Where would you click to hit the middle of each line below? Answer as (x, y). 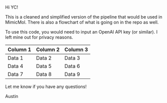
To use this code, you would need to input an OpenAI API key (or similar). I (82, 32)
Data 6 (72, 66)
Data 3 (72, 58)
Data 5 (44, 66)
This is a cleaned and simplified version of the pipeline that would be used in (84, 17)
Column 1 (19, 49)
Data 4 (15, 66)
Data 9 (72, 74)
